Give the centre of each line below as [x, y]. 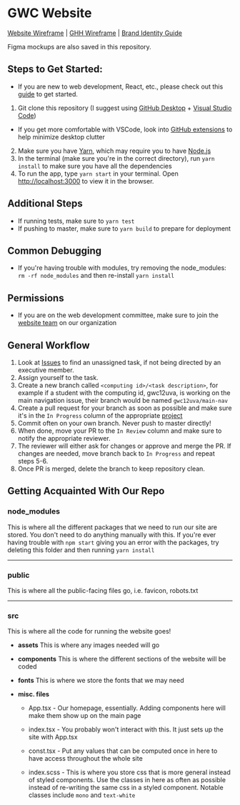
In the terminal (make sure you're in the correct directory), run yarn [116, 158]
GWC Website [50, 13]
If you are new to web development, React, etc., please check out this [120, 86]
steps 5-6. [33, 461]
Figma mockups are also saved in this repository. [79, 46]
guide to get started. [48, 94]
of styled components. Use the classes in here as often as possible [127, 780]
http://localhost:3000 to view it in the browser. [86, 181]
